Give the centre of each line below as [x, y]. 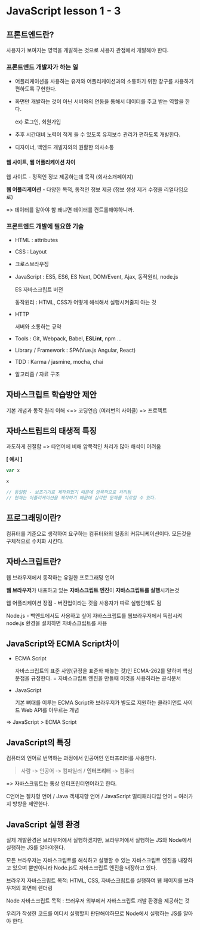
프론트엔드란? [30, 34]
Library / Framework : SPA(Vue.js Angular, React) [75, 350]
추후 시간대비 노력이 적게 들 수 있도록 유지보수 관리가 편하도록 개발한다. [98, 135]
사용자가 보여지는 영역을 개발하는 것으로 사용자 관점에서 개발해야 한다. [87, 50]
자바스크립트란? [34, 562]
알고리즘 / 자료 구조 [37, 374]
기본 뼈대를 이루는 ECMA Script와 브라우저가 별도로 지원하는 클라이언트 [98, 703]
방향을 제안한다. [31, 804]
